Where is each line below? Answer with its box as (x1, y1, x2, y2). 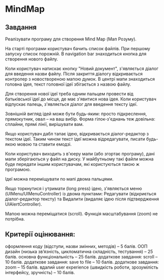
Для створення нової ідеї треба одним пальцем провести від (5, 91, 134, 96)
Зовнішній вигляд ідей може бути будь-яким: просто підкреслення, (5, 111, 147, 117)
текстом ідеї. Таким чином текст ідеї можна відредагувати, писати (5, 136, 145, 142)
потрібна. (5, 216, 25, 222)
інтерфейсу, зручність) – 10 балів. (5, 269, 75, 275)
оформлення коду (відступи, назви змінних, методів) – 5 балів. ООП (5, 243, 148, 249)
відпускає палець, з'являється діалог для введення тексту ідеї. (5, 101, 138, 107)
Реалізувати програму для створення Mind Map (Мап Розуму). (5, 36, 137, 42)
